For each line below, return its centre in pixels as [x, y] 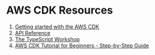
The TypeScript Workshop [47, 39]
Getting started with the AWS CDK [57, 27]
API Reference [33, 33]
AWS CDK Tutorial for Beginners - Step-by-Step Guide [82, 46]
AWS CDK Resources [60, 10]
